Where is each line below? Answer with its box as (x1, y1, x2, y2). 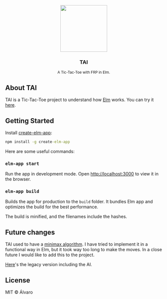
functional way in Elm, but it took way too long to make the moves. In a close (5, 247, 162, 253)
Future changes (5, 228, 55, 236)
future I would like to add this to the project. (5, 252, 95, 258)
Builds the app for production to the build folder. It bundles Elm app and (5, 199, 153, 205)
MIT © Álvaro (5, 289, 33, 296)
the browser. (5, 176, 31, 182)
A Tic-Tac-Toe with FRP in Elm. (57, 70, 111, 75)
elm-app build (5, 189, 39, 194)
